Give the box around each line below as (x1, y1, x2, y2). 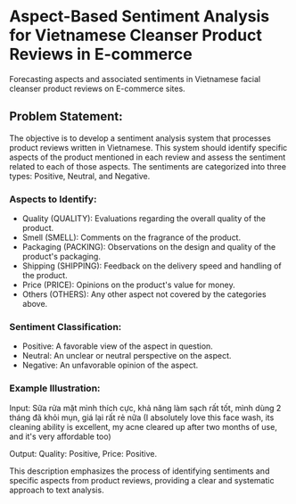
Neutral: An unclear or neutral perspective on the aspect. (21, 351, 232, 361)
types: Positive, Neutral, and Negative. (9, 170, 151, 181)
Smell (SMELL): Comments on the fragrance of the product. (21, 232, 242, 243)
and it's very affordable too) (9, 431, 111, 442)
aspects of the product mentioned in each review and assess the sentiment (9, 152, 286, 162)
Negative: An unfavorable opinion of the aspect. (21, 359, 199, 371)
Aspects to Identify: (9, 193, 97, 205)
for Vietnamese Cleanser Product (9, 25, 263, 45)
